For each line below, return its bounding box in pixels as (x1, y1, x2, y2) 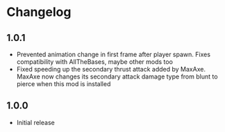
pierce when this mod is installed (16, 80, 111, 88)
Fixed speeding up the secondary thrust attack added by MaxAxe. (16, 65, 206, 73)
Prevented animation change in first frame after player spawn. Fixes (16, 50, 211, 58)
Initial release (16, 118, 55, 126)
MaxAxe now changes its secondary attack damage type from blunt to (16, 72, 218, 81)
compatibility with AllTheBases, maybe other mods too (16, 58, 173, 66)
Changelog (6, 4, 72, 20)
